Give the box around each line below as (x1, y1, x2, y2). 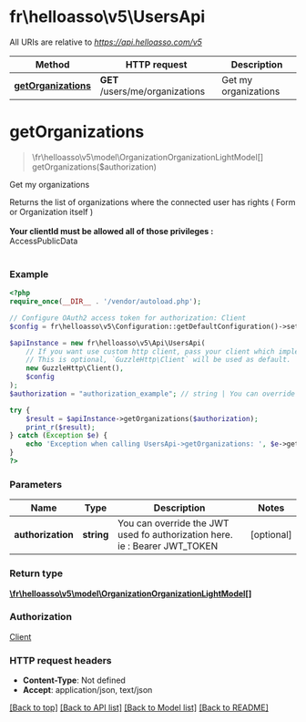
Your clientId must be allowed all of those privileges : (9, 225, 214, 236)
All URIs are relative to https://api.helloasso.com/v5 (9, 36, 203, 47)
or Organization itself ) (9, 206, 94, 217)
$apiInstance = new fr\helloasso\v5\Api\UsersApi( (9, 338, 206, 347)
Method (35, 57, 70, 70)
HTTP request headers (9, 654, 112, 666)
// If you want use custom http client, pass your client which (25, 346, 275, 356)
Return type (9, 567, 64, 580)
